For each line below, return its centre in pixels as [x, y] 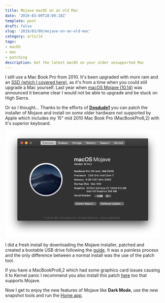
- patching [16, 57]
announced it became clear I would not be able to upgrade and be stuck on [81, 93]
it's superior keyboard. [28, 123]
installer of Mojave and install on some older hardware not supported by [78, 113]
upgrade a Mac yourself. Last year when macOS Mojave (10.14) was [74, 88]
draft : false [18, 26]
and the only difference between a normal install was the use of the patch [80, 255]
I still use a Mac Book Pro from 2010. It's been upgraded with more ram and [82, 77]
